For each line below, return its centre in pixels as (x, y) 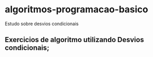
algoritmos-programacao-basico (76, 9)
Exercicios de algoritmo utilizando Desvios (74, 40)
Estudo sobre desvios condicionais (42, 24)
